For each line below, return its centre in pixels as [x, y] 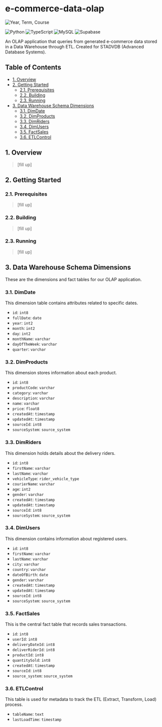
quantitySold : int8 [31, 660]
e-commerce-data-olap [55, 9]
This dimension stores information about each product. [61, 373]
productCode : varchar [34, 388]
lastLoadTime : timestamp [37, 720]
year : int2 [22, 323]
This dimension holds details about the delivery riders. [60, 453]
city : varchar [26, 564]
